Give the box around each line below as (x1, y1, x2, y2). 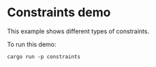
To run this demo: (7, 40, 57, 48)
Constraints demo (7, 5, 111, 20)
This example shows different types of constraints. (7, 27, 150, 35)
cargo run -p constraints (7, 53, 80, 60)
